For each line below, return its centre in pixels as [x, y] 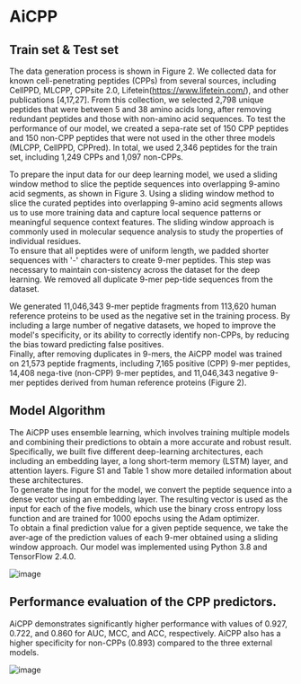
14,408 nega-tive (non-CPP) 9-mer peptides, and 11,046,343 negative [138, 373]
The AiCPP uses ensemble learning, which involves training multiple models [150, 432]
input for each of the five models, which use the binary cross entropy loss [146, 508]
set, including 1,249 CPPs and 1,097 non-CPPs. [97, 157]
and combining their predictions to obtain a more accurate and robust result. [150, 442]
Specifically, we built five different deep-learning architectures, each [136, 452]
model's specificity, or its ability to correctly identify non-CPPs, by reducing [150, 335]
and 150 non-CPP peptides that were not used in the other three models [142, 138]
